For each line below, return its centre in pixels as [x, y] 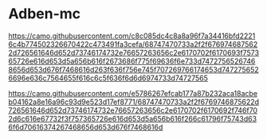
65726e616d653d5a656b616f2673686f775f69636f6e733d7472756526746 [132, 61]
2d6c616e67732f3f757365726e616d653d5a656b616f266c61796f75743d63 [133, 118]
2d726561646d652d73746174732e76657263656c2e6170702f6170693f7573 [134, 52]
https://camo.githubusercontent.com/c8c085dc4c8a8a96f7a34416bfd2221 [132, 36]
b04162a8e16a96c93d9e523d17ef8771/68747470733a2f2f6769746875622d [134, 102]
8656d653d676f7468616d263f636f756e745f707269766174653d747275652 [133, 69]
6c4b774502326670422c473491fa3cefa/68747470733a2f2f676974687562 [133, 44]
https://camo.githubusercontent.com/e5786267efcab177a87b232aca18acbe [133, 93]
